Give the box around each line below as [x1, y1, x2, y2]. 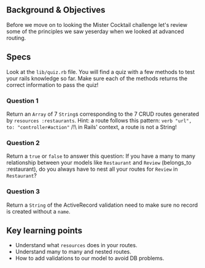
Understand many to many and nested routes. [15, 248, 132, 256]
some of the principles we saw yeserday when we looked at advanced [6, 28, 184, 35]
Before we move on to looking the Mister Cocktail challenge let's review [6, 21, 188, 28]
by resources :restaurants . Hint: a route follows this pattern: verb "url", [6, 116, 192, 124]
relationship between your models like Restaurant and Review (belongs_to [6, 159, 191, 166]
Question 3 [6, 187, 40, 196]
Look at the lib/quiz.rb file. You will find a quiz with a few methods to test [6, 68, 195, 75]
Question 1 [6, 96, 39, 105]
